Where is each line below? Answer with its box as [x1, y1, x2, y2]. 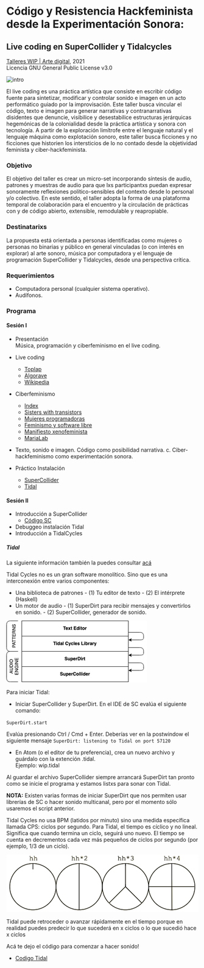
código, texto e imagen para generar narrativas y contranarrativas [6, 107, 172, 114]
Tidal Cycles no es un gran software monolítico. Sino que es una [6, 571, 168, 578]
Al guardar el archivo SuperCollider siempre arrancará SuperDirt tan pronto [6, 774, 195, 781]
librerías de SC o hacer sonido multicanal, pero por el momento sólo [6, 799, 177, 806]
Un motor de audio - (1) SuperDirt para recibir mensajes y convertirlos [15, 602, 191, 610]
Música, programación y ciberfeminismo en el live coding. [15, 342, 161, 349]
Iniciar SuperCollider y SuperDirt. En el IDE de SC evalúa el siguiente [15, 700, 187, 708]
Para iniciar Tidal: [6, 689, 50, 696]
